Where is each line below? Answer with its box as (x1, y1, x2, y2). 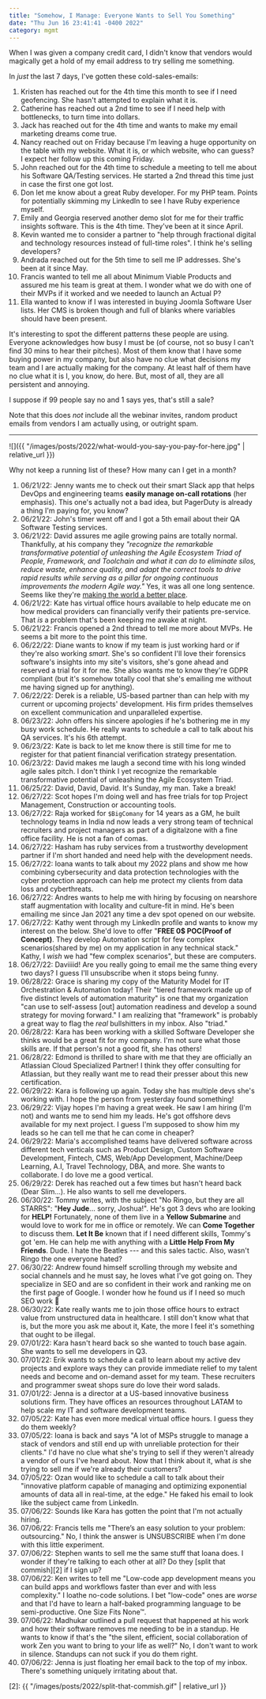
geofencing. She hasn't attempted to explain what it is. (20, 96, 198, 105)
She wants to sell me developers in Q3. (20, 1347, 148, 1356)
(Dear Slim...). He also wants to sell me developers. (20, 1187, 187, 1197)
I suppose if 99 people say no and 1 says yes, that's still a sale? (9, 395, 215, 404)
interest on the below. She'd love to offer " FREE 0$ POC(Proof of (20, 927, 232, 936)
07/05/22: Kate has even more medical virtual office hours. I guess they (20, 1414, 254, 1424)
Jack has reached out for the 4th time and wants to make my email (20, 120, 238, 131)
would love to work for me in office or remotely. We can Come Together (20, 1220, 255, 1231)
